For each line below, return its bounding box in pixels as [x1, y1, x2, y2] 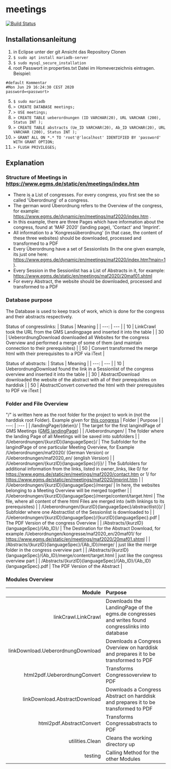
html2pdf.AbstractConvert [38, 720, 101, 727]
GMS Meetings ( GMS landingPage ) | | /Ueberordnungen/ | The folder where [6, 428, 164, 434]
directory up [106, 741, 135, 748]
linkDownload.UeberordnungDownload [8, 647, 101, 654]
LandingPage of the [106, 604, 153, 611]
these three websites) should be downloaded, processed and [13, 235, 142, 241]
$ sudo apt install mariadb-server [13, 55, 89, 60]
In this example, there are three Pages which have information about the [13, 219, 164, 225]
